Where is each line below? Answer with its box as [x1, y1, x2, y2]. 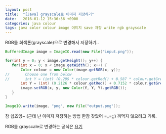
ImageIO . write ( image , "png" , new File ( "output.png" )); [5, 104, 121, 108]
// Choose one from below [5, 72, 72, 77]
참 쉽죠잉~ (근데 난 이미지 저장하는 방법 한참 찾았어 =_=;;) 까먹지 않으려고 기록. [5, 113, 157, 119]
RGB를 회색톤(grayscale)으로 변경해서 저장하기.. [5, 40, 99, 46]
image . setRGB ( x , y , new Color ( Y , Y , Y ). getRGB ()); [20, 85, 127, 91]
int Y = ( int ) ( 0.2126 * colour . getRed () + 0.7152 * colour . [20, 81, 149, 86]
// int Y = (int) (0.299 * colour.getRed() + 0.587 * [5, 77, 132, 81]
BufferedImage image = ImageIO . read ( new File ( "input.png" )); [5, 50, 134, 54]
